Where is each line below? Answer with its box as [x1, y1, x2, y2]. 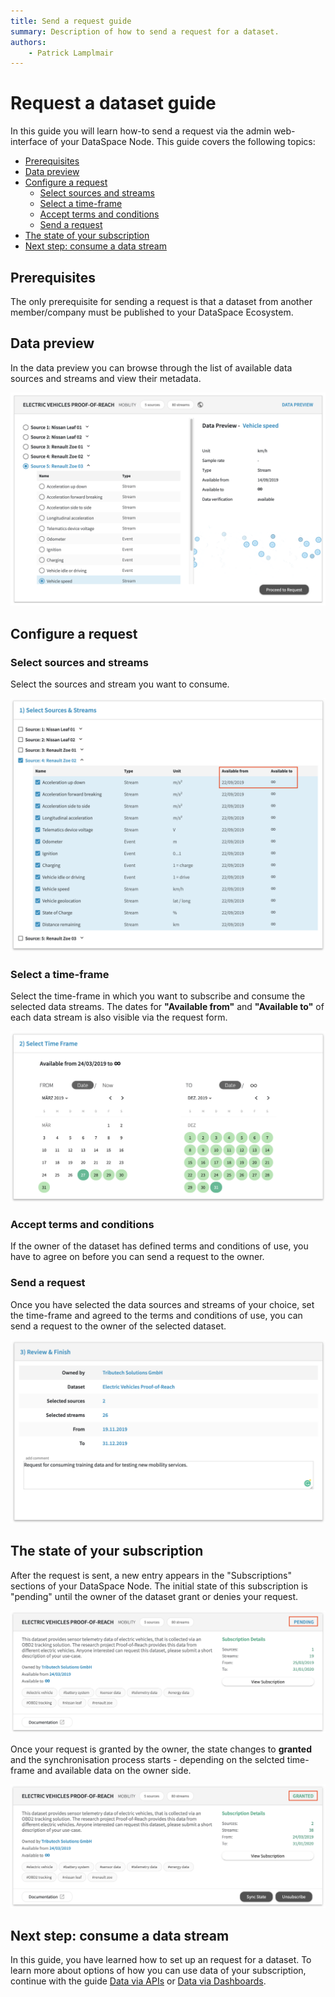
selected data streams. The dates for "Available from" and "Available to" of [10, 1000, 325, 1012]
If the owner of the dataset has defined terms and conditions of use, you [10, 1240, 309, 1252]
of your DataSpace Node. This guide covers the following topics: [49, 136, 316, 148]
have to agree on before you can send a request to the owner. [10, 1251, 265, 1263]
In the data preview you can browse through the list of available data [10, 361, 293, 374]
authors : [10, 37, 47, 47]
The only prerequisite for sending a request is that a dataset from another [10, 296, 313, 307]
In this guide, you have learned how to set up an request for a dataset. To [10, 1954, 312, 1966]
